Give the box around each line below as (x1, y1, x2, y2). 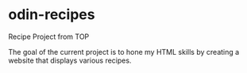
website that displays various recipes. (8, 56, 132, 65)
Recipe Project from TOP (8, 32, 90, 41)
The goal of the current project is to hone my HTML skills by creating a (8, 47, 240, 56)
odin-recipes (8, 6, 95, 24)
